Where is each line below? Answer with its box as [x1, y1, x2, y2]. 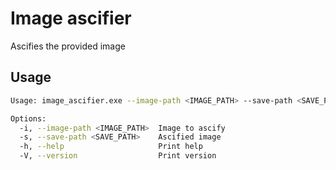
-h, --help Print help [19, 142, 203, 152]
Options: [10, 113, 47, 124]
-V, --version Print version [19, 151, 217, 161]
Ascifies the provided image [10, 40, 126, 52]
